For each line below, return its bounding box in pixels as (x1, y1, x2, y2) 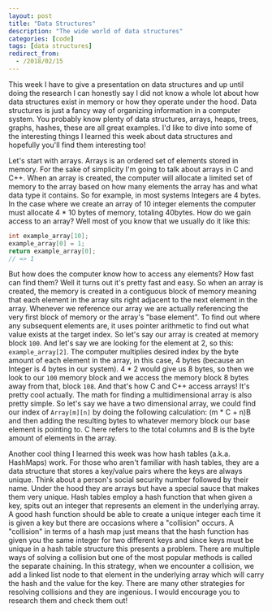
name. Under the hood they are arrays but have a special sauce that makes (8, 484, 260, 493)
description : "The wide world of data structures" (8, 27, 183, 35)
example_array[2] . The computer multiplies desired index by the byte (8, 347, 240, 357)
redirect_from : (8, 50, 60, 58)
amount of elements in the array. (8, 433, 118, 443)
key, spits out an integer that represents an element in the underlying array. (8, 501, 260, 510)
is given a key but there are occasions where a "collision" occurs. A (8, 518, 234, 528)
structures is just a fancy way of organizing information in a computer (8, 105, 241, 115)
